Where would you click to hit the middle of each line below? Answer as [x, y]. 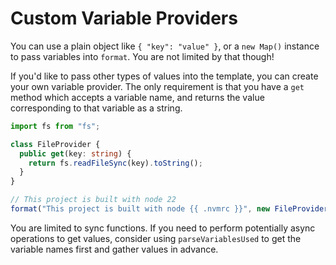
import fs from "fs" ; [55, 126]
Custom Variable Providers [124, 18]
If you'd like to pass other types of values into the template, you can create [164, 76]
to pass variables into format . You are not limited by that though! [142, 56]
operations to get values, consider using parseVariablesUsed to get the [156, 238]
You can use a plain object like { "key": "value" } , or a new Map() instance [165, 46]
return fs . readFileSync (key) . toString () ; [115, 163]
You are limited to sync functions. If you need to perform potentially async [163, 228]
